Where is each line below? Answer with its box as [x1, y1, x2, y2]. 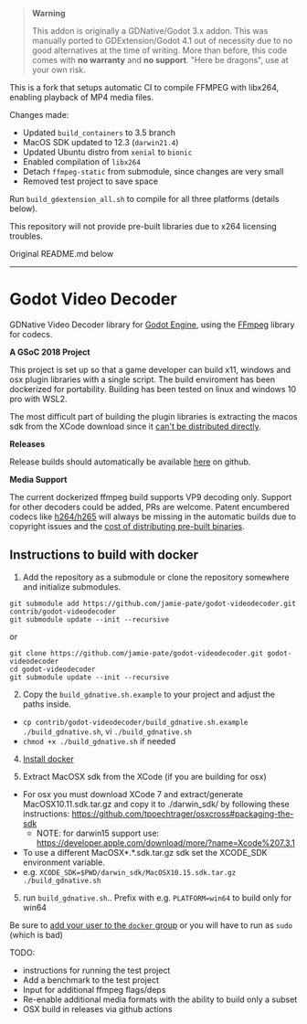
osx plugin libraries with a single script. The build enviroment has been [9, 374, 276, 385]
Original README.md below [9, 249, 114, 259]
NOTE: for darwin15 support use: [36, 827, 160, 838]
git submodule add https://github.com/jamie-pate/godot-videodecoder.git [9, 599, 297, 608]
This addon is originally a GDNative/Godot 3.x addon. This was [31, 26, 269, 36]
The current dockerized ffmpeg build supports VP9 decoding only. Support [9, 491, 292, 502]
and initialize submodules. [22, 581, 122, 592]
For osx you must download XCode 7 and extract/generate [22, 788, 244, 799]
